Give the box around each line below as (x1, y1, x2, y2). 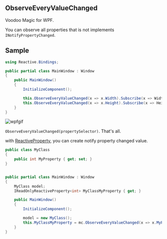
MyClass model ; (14, 183, 46, 189)
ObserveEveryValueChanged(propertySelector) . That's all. (5, 128, 121, 134)
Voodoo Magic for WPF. (5, 17, 54, 23)
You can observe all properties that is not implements (5, 27, 114, 33)
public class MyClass (5, 147, 50, 153)
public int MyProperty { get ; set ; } (14, 157, 92, 162)
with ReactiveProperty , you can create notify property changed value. (5, 138, 148, 144)
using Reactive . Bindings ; (5, 60, 59, 64)
